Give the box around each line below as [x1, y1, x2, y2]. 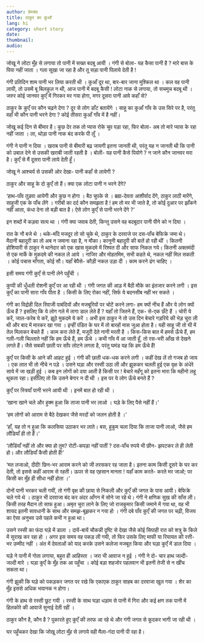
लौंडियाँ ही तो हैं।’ [6, 429, 40, 437]
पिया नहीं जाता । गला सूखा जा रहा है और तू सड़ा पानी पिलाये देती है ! [6, 66, 137, 73]
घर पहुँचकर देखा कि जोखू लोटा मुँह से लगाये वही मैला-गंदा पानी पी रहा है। [6, 628, 145, 635]
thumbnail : [6, 37, 34, 43]
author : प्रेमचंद [6, 9, 38, 15]
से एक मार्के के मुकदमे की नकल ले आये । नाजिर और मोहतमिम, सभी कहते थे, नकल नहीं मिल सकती [6, 250, 194, 258]
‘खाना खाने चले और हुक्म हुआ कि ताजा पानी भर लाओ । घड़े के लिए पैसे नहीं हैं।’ [6, 398, 159, 406]
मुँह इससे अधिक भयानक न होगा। [6, 584, 70, 592]
